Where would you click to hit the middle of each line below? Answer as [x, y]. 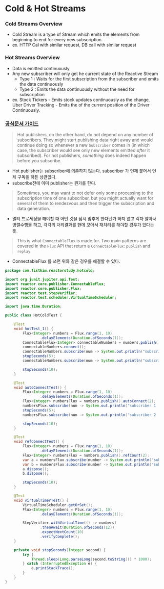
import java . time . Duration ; [34, 307]
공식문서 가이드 [22, 124]
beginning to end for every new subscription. [57, 40]
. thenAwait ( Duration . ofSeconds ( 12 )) [77, 528]
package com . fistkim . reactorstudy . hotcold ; [50, 271]
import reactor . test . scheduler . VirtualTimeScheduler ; [61, 298]
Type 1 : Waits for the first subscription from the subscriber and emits [89, 78]
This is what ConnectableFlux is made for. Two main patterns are [82, 241]
